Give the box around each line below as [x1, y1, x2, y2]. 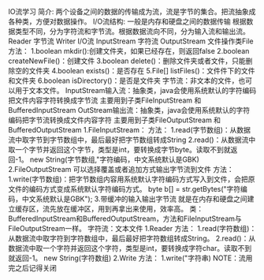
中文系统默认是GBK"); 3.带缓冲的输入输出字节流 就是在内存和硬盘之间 [21, 194, 248, 203]
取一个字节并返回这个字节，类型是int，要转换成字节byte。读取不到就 [8, 145, 231, 154]
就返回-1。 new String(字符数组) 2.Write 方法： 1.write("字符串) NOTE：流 [8, 253, 246, 263]
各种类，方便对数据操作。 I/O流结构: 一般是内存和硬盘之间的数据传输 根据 [8, 17, 247, 26]
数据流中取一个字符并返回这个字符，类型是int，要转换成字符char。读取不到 [8, 244, 252, 252]
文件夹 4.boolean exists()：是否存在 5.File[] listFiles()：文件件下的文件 [28, 66, 255, 75]
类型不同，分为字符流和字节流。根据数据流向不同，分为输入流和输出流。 [14, 27, 250, 35]
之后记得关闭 [14, 263, 57, 272]
